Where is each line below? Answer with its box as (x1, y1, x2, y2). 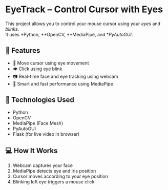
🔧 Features (5, 46, 40, 55)
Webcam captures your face (12, 162, 73, 168)
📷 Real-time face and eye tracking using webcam (12, 73, 118, 79)
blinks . (5, 26, 19, 32)
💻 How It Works (5, 146, 58, 155)
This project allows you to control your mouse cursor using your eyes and (5, 20, 160, 27)
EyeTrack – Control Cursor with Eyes (5, 4, 163, 15)
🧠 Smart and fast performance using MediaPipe (12, 80, 114, 87)
